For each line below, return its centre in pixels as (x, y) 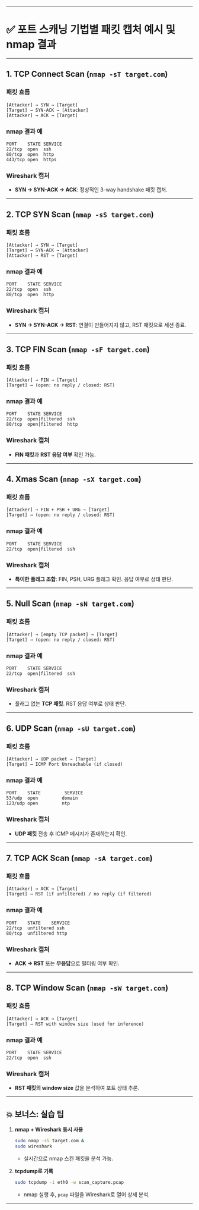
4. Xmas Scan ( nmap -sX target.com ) (74, 479)
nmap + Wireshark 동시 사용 (49, 1129)
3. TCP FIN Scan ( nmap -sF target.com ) (78, 349)
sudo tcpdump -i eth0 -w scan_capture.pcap (69, 1182)
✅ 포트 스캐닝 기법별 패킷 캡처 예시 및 (91, 30)
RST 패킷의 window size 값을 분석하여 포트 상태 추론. (77, 1088)
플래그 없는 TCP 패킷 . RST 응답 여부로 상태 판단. (70, 704)
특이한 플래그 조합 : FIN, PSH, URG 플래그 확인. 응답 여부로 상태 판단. (94, 579)
